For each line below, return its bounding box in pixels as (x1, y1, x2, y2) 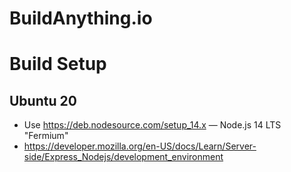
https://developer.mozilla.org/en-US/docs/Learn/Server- (23, 140, 257, 152)
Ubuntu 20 (9, 92, 77, 109)
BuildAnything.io (9, 7, 153, 30)
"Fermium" (23, 130, 69, 142)
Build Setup (9, 53, 107, 76)
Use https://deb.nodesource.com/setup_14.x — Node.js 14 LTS (23, 119, 282, 131)
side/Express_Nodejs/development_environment (23, 151, 224, 163)
